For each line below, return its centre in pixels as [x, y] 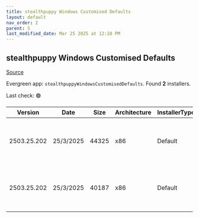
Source [15, 72]
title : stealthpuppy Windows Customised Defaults [69, 12]
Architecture [133, 112]
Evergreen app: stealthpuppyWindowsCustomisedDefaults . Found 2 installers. [99, 83]
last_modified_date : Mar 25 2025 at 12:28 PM [63, 34]
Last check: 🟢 [24, 95]
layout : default [26, 17]
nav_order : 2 [22, 23]
